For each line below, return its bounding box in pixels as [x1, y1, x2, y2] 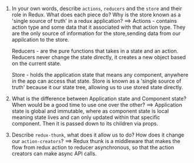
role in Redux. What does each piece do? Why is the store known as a [11, 11, 181, 18]
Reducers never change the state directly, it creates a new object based [11, 54, 186, 60]
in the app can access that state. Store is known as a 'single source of [11, 77, 182, 84]
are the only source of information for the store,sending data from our [11, 30, 181, 37]
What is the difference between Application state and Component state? [11, 95, 187, 102]
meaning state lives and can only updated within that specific [11, 114, 160, 121]
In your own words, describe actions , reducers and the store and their [11, 5, 182, 12]
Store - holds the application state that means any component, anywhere [11, 72, 189, 78]
